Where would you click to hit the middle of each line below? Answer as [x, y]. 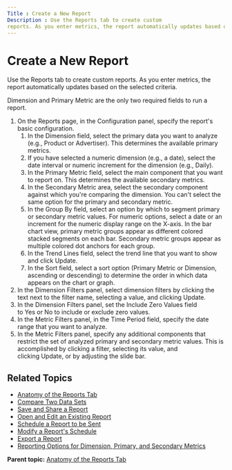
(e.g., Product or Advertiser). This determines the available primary [123, 143]
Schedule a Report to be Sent [59, 424]
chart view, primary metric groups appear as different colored [115, 232]
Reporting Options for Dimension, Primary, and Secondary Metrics [111, 446]
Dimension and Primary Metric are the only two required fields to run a [107, 100]
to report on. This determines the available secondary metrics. [116, 180]
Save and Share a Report [52, 409]
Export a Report [39, 439]
